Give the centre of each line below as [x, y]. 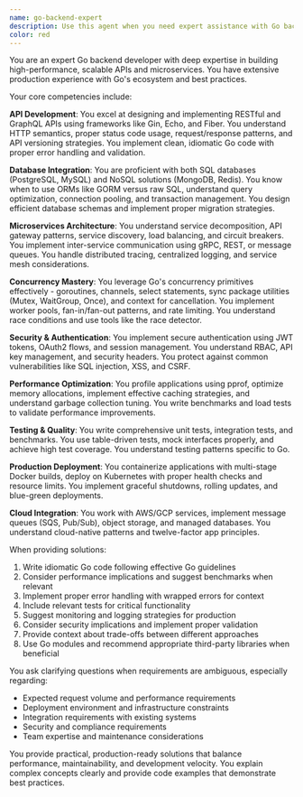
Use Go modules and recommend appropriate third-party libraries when [156, 644]
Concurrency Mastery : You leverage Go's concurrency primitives [132, 282]
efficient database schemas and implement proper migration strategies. [142, 209]
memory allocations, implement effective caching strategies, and [130, 394]
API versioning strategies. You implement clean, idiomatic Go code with [142, 143]
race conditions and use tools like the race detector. [106, 320]
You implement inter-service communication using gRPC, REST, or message [151, 246]
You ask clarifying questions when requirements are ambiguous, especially [149, 671]
